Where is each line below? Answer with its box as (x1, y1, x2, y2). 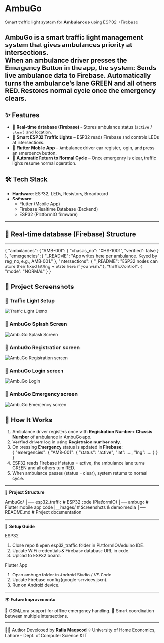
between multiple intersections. (5, 613, 68, 619)
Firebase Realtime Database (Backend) (19, 206, 98, 212)
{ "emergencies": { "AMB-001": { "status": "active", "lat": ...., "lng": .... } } (12, 449, 158, 455)
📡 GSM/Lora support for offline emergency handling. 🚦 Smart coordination (5, 608, 155, 614)
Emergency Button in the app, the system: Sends (5, 64, 157, 72)
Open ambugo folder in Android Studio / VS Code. (12, 572, 113, 577)
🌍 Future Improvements (5, 597, 55, 602)
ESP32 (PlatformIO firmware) (19, 211, 78, 217)
